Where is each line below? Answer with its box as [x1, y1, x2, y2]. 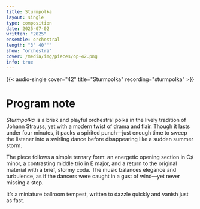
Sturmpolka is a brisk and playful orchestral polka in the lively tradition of [6, 117, 187, 124]
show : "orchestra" [6, 48, 52, 54]
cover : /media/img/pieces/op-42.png [6, 53, 98, 59]
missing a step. [6, 179, 44, 186]
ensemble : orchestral [6, 37, 60, 43]
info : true [6, 59, 34, 65]
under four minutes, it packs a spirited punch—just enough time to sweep [6, 129, 187, 136]
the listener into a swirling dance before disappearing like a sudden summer [6, 136, 193, 143]
